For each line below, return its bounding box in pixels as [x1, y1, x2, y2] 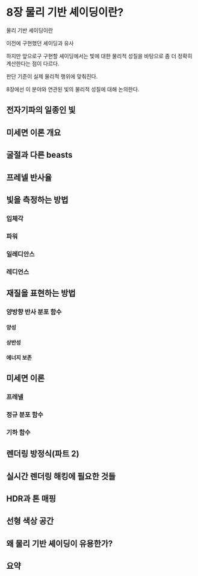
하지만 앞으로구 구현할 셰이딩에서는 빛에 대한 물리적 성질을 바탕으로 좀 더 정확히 [6, 52, 193, 59]
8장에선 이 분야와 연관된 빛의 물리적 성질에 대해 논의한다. [6, 85, 140, 92]
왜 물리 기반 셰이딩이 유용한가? [6, 539, 113, 549]
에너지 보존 [6, 354, 32, 361]
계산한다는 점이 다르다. [6, 60, 60, 67]
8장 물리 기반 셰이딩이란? [6, 5, 124, 19]
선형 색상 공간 [6, 516, 54, 526]
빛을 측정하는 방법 [6, 195, 69, 205]
